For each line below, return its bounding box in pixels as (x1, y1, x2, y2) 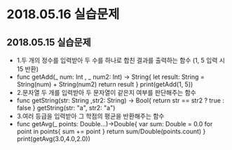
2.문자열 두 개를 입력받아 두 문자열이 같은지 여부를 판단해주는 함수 (16, 89, 197, 96)
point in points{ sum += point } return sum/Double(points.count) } (16, 127, 206, 135)
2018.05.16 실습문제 (6, 6, 120, 22)
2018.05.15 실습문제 (6, 36, 92, 48)
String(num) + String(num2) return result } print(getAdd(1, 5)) (16, 80, 193, 88)
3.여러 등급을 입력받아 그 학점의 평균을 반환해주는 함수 (16, 112, 165, 120)
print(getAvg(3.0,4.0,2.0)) (16, 135, 90, 143)
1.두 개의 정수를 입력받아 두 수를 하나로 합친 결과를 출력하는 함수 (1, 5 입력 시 (16, 57, 226, 64)
